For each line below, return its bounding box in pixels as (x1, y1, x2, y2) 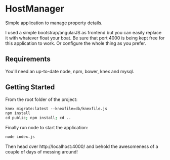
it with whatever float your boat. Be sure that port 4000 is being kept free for (5, 35, 165, 41)
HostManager (5, 3, 64, 15)
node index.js (5, 134, 35, 139)
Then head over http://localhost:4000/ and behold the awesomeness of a (5, 143, 158, 149)
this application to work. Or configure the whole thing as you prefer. (5, 40, 146, 46)
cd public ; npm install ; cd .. (5, 116, 71, 121)
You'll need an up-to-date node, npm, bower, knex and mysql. (5, 68, 134, 74)
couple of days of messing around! (5, 149, 78, 155)
